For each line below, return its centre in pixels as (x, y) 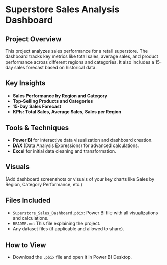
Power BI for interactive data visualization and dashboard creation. (82, 140)
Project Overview (33, 39)
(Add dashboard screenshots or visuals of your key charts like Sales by (80, 179)
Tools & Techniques (37, 128)
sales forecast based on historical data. (55, 67)
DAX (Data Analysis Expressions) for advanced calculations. (76, 145)
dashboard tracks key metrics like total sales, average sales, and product (82, 56)
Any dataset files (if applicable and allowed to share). (68, 229)
